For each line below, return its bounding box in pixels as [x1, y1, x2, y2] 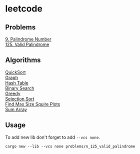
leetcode [5, 3, 42, 14]
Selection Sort [5, 95, 34, 101]
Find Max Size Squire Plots [5, 101, 60, 107]
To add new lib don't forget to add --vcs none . [5, 134, 100, 140]
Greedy [5, 90, 21, 96]
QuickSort [5, 69, 26, 75]
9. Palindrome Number [5, 36, 51, 42]
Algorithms [5, 56, 41, 64]
